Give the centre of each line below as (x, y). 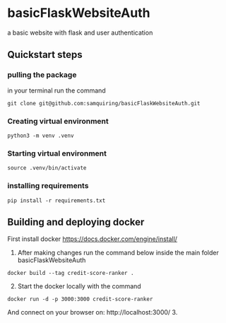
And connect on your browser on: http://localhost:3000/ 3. (93, 312)
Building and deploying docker (76, 222)
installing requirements (48, 186)
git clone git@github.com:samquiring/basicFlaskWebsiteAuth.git (104, 103)
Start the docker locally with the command (79, 286)
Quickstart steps (45, 55)
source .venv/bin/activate (47, 168)
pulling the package (42, 75)
